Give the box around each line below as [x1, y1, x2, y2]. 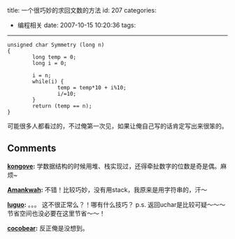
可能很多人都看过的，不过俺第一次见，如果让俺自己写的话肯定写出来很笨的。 [7, 122, 228, 130]
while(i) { [32, 78, 64, 85]
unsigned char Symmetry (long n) [7, 41, 105, 48]
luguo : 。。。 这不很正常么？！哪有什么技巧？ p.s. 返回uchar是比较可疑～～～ [7, 200, 226, 208]
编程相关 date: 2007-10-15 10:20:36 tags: [17, 21, 136, 29]
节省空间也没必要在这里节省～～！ [7, 209, 106, 217]
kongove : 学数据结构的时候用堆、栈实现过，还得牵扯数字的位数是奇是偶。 [7, 161, 221, 170]
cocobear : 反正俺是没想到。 [7, 224, 89, 232]
